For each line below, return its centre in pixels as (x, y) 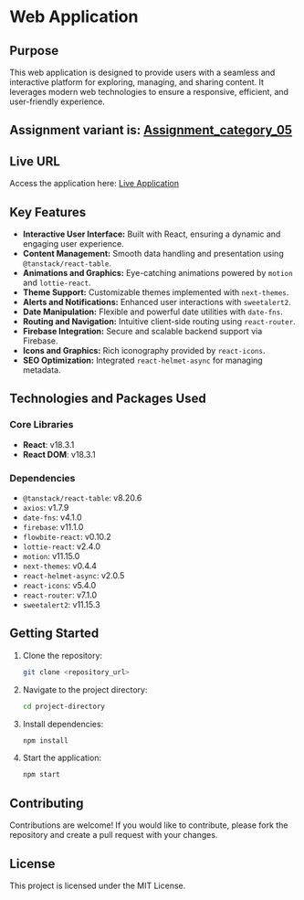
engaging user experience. (73, 244)
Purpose (34, 51)
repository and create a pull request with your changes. (114, 835)
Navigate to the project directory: (85, 689)
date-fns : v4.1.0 (52, 517)
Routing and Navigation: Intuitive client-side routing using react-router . (159, 322)
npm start (42, 775)
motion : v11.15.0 (51, 556)
